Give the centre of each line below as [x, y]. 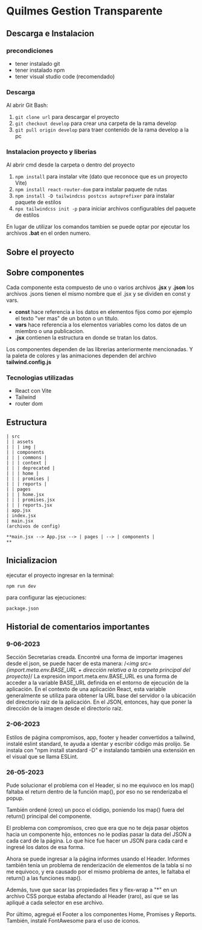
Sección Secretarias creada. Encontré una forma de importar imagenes [95, 657]
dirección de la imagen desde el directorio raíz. [65, 709]
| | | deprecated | [31, 468]
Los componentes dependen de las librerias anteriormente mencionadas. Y [99, 349]
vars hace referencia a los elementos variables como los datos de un [101, 325]
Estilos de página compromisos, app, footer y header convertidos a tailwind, [101, 737]
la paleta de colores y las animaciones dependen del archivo [81, 355]
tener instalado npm [40, 70]
